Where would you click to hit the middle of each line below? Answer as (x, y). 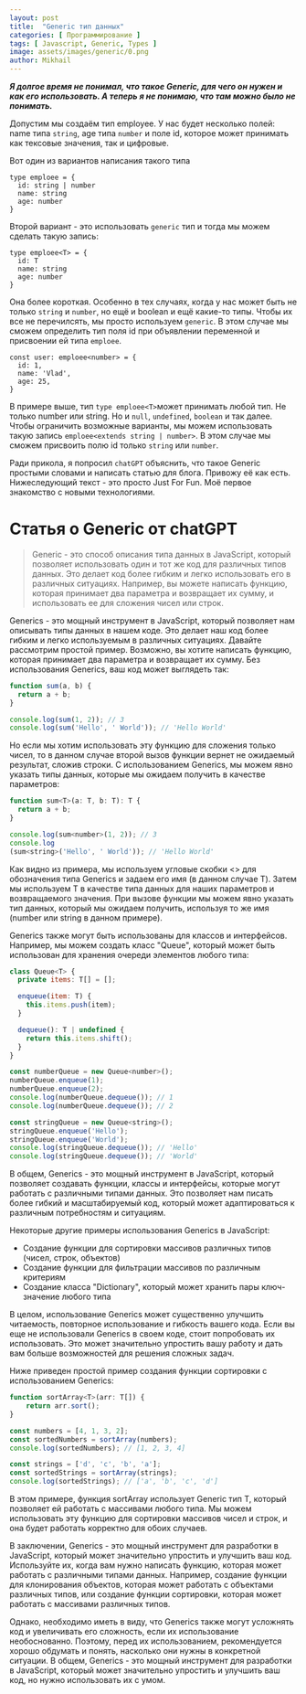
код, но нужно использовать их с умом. (88, 1680)
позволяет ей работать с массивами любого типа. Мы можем (131, 1508)
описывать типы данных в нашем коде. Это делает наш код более (139, 630)
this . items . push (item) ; (71, 1005)
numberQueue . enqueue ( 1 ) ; (57, 1081)
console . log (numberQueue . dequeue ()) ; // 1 (91, 1098)
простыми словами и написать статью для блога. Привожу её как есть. (150, 473)
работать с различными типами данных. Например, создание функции (148, 1575)
